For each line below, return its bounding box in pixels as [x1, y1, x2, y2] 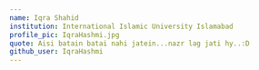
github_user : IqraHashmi [9, 47, 104, 56]
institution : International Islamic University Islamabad [9, 22, 234, 31]
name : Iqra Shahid [9, 13, 79, 23]
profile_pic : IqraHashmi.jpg [9, 30, 120, 39]
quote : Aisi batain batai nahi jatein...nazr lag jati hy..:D [9, 38, 250, 48]
